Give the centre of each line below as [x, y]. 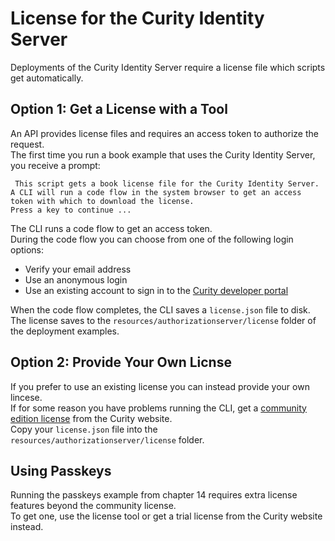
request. [27, 144]
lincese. [26, 397]
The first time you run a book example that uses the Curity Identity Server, [163, 154]
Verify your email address [78, 269]
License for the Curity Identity [137, 18]
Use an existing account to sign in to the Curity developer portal [156, 290]
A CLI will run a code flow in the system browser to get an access [156, 192]
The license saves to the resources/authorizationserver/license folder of [163, 320]
